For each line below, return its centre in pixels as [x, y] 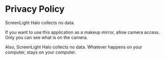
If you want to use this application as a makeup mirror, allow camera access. [82, 32]
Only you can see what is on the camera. [47, 37]
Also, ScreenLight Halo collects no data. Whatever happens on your [74, 47]
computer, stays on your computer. [41, 52]
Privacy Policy [35, 9]
